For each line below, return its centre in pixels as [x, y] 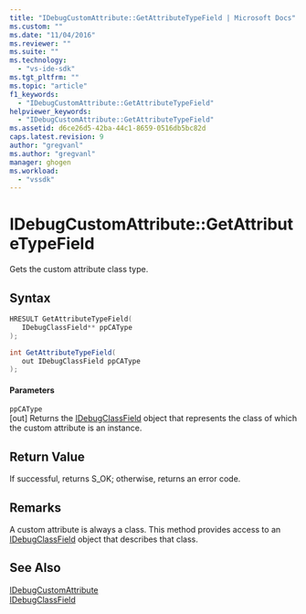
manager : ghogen [40, 162]
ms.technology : [38, 60]
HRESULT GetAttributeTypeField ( [71, 319]
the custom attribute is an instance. [76, 428]
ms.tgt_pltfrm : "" [44, 78]
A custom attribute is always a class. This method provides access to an [145, 530]
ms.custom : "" [37, 26]
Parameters [32, 390]
